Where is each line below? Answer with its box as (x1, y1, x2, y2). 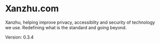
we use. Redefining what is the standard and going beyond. (5, 24, 127, 30)
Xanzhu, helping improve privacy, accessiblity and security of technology (5, 19, 156, 25)
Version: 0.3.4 (5, 34, 34, 40)
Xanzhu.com (5, 3, 59, 14)
